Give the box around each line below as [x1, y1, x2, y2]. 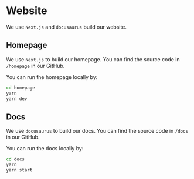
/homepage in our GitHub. [6, 62, 65, 69]
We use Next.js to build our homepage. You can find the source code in [6, 56, 180, 63]
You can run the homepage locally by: [6, 73, 98, 80]
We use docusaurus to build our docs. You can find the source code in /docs [6, 128, 189, 135]
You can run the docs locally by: [6, 145, 84, 152]
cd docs [6, 156, 25, 162]
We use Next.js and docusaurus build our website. [6, 23, 127, 30]
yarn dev [6, 95, 28, 102]
